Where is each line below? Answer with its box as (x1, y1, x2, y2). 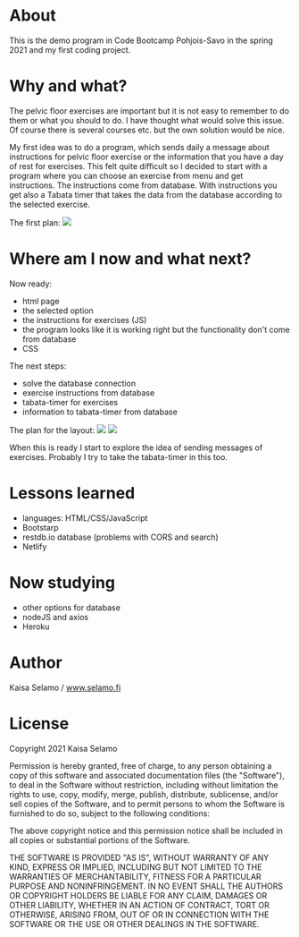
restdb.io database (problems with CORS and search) (21, 532, 219, 542)
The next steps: (9, 360, 67, 371)
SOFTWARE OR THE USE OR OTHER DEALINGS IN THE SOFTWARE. (9, 918, 260, 929)
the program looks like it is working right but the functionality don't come (21, 324, 290, 335)
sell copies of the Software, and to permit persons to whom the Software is (9, 798, 286, 809)
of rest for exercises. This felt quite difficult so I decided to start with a (9, 160, 268, 171)
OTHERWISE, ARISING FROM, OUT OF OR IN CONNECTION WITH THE (9, 909, 270, 920)
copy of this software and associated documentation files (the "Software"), (9, 770, 286, 780)
